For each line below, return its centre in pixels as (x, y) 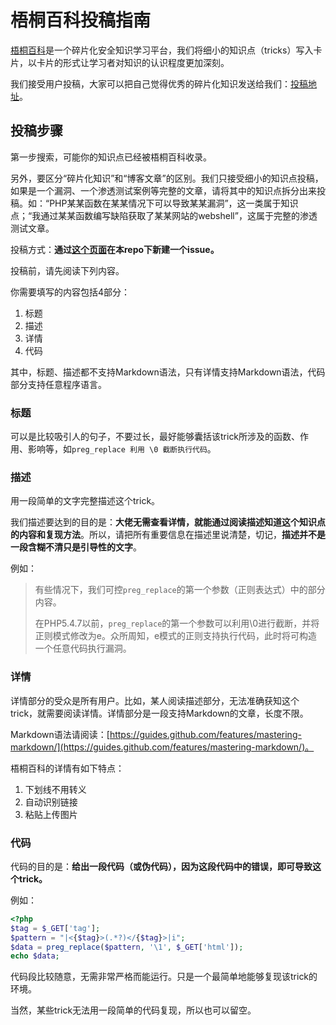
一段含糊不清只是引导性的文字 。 (76, 547)
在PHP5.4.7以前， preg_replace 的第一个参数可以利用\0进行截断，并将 (177, 623)
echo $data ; (35, 956)
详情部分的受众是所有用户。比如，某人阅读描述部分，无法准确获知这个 (155, 700)
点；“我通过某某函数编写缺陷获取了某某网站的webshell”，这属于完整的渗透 (164, 215)
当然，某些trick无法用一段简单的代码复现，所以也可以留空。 (133, 1010)
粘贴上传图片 (51, 814)
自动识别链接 (51, 802)
